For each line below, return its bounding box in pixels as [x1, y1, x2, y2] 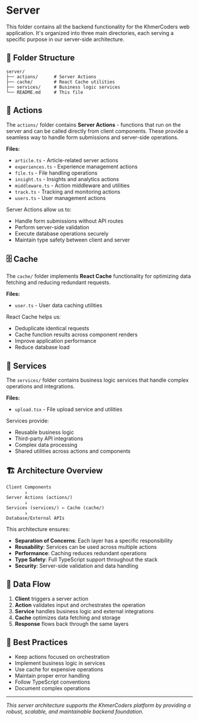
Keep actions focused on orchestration [14, 653, 110, 660]
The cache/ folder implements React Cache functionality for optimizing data [6, 273, 191, 280]
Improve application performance [14, 337, 97, 345]
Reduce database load [14, 344, 70, 351]
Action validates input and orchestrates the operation [14, 601, 146, 609]
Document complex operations [14, 684, 91, 691]
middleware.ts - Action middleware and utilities [14, 182, 130, 189]
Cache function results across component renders [14, 331, 138, 338]
